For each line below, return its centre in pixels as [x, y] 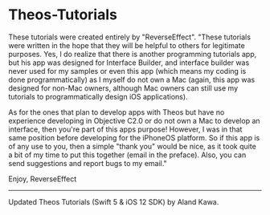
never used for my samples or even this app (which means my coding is [127, 71]
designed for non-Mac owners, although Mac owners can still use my [123, 88]
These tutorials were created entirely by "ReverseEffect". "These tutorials [130, 37]
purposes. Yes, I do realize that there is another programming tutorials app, [133, 54]
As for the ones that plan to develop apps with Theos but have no [117, 112]
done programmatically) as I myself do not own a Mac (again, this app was [132, 79]
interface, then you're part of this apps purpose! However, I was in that [125, 129]
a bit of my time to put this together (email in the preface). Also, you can [127, 155]
